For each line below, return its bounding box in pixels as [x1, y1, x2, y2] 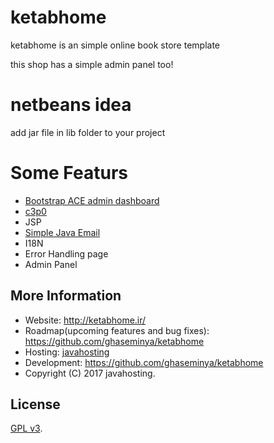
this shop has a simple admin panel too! [10, 58, 174, 70]
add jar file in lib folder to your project [10, 126, 166, 138]
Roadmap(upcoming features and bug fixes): [24, 324, 210, 336]
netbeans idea [10, 94, 132, 116]
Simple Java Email [24, 226, 101, 238]
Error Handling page [24, 247, 109, 260]
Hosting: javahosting [24, 346, 110, 358]
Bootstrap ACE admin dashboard [24, 194, 160, 206]
